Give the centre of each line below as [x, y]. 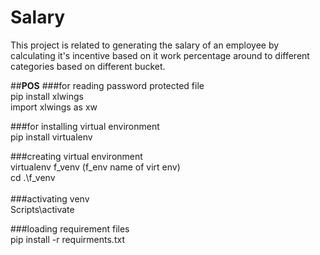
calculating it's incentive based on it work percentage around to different [160, 55]
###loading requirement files [70, 228]
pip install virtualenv [51, 137]
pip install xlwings [47, 96]
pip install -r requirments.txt [67, 239]
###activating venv [50, 198]
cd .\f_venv [33, 177]
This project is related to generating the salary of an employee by [145, 45]
